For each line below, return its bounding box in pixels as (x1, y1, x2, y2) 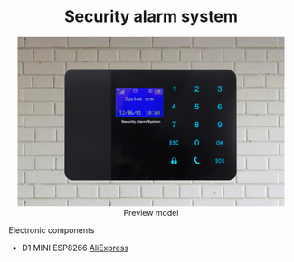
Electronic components (8, 224, 95, 236)
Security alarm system (63, 6, 239, 27)
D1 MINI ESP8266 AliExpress (21, 242, 129, 253)
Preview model (123, 207, 179, 218)
